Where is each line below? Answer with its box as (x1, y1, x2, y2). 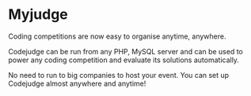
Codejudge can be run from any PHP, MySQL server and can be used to (8, 46, 243, 56)
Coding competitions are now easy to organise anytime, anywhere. (8, 31, 226, 41)
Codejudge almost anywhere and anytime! (8, 79, 146, 88)
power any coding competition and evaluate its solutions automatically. (8, 55, 240, 65)
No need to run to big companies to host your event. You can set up (8, 70, 230, 79)
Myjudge (8, 6, 69, 24)
